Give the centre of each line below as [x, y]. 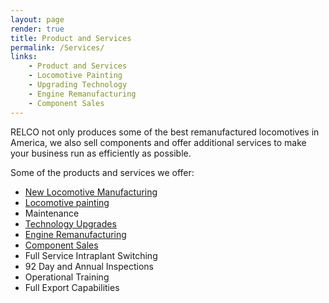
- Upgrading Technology [78, 85]
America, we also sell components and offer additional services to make [158, 142]
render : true [37, 29]
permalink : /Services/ [57, 47]
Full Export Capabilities [72, 287]
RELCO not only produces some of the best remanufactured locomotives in [165, 132]
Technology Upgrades [70, 223]
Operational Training [67, 277]
